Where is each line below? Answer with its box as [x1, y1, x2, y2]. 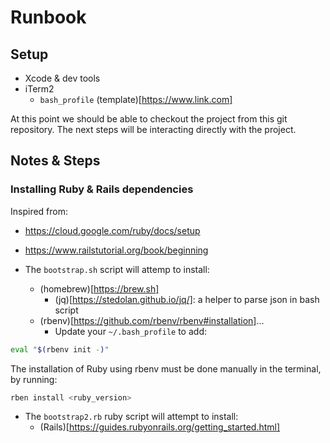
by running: [10, 373, 58, 385]
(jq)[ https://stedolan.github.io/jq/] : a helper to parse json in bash [54, 293, 320, 305]
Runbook [10, 6, 87, 29]
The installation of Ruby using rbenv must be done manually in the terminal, [10, 362, 322, 375]
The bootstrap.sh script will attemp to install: [24, 263, 210, 275]
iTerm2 [24, 83, 55, 95]
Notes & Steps [10, 152, 101, 170]
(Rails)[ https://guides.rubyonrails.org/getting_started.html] [39, 421, 281, 433]
